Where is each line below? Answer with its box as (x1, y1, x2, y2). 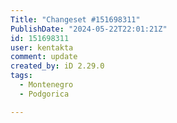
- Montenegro (19, 80, 74, 90)
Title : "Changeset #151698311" (10, 14, 141, 25)
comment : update (10, 52, 78, 62)
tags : (10, 71, 33, 81)
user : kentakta (10, 42, 74, 53)
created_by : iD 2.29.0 (10, 61, 105, 71)
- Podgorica (19, 89, 70, 99)
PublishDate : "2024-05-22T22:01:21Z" (10, 24, 168, 34)
